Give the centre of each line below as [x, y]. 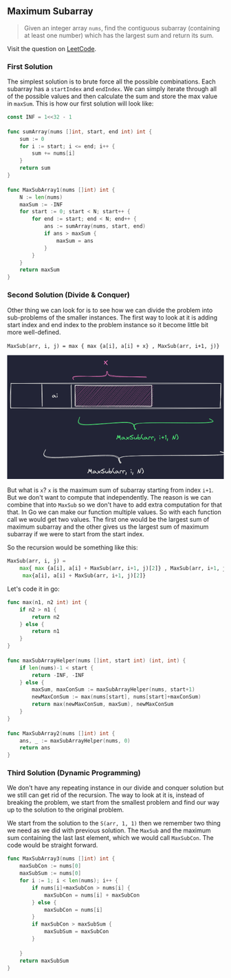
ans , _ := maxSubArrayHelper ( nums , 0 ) [75, 741]
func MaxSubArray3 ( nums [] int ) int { [61, 859]
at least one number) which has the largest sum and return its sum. [119, 35]
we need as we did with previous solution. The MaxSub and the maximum [109, 830]
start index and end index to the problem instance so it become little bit [108, 324]
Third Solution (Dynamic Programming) [74, 773]
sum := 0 [32, 139]
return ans [35, 748]
